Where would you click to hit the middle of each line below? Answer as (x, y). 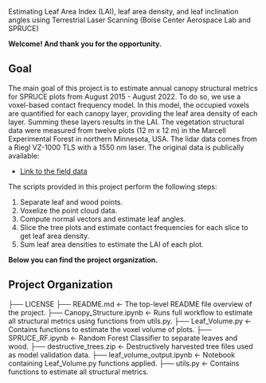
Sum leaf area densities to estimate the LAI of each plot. (112, 244)
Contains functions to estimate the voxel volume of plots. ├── (110, 329)
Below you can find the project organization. (83, 260)
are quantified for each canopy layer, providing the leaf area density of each (133, 113)
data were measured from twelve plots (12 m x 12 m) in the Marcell (117, 130)
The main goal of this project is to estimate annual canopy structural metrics (133, 88)
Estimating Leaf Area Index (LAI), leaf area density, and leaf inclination (123, 12)
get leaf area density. (55, 236)
